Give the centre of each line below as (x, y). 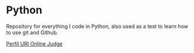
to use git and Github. (32, 32)
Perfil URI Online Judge (34, 44)
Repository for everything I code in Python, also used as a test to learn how (97, 26)
